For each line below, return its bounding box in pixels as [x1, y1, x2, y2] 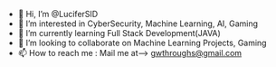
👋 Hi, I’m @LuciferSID [17, 9, 99, 19]
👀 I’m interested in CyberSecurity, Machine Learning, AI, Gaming [17, 18, 259, 29]
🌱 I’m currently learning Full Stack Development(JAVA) [17, 28, 222, 38]
